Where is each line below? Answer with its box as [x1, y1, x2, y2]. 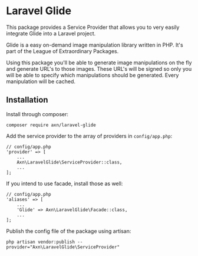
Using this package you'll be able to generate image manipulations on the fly [6, 59, 192, 66]
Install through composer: [6, 110, 69, 117]
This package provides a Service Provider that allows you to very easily [6, 24, 180, 31]
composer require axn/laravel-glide [6, 122, 96, 128]
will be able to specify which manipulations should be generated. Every [6, 71, 179, 78]
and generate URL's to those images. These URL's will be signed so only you [6, 65, 192, 72]
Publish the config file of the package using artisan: [6, 227, 131, 234]
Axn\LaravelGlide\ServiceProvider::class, [16, 159, 123, 165]
